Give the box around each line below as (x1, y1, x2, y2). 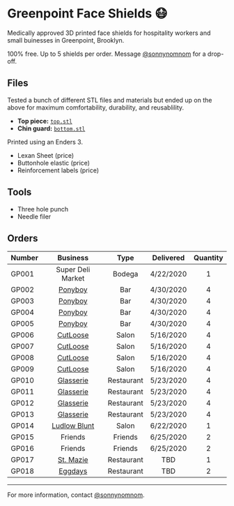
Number (10, 253, 38, 263)
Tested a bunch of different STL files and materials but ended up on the (7, 96, 212, 104)
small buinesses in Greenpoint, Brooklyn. (7, 36, 125, 44)
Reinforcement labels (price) (17, 166, 100, 174)
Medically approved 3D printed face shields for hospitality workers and (7, 29, 211, 37)
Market (61, 274, 85, 283)
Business (57, 253, 89, 263)
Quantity (194, 253, 224, 263)
